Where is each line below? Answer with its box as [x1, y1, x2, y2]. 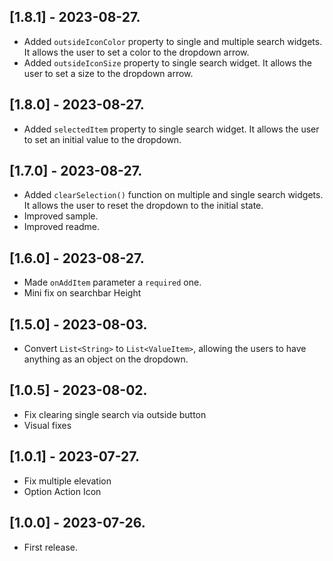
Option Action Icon [23, 485, 102, 497]
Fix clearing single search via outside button [23, 408, 207, 420]
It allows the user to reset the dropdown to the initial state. [23, 200, 264, 212]
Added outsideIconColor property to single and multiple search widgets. [23, 35, 323, 47]
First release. [23, 541, 78, 553]
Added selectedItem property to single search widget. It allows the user [23, 123, 320, 135]
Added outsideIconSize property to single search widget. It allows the [23, 56, 312, 69]
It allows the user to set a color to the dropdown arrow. [23, 46, 250, 58]
